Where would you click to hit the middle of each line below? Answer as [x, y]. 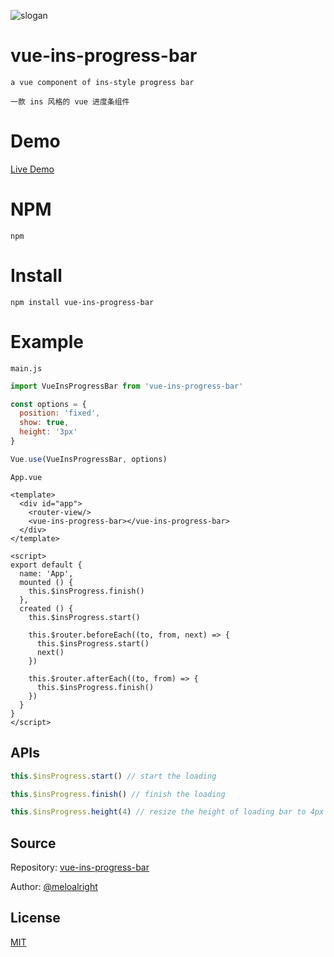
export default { [46, 565]
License [35, 918]
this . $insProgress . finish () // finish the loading [118, 794]
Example [47, 341]
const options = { [48, 404]
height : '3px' [48, 432]
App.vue [26, 477]
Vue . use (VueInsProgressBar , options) [89, 459]
